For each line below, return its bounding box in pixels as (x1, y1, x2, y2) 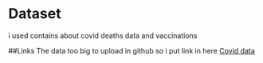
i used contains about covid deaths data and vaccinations (8, 31, 198, 40)
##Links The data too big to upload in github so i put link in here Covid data (8, 46, 255, 55)
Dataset (8, 5, 61, 23)
